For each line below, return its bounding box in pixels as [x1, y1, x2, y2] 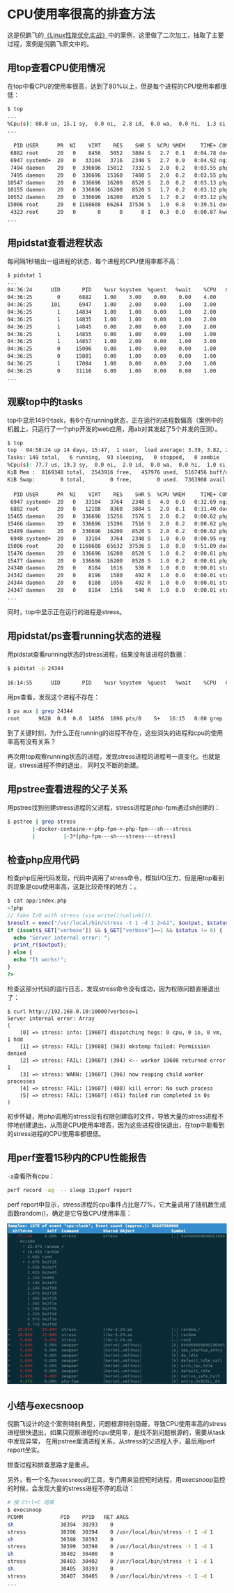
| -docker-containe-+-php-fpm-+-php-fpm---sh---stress [32, 825, 192, 832]
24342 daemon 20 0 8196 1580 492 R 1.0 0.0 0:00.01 [7, 572, 217, 579]
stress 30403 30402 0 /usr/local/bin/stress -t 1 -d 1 [7, 1558, 214, 1565]
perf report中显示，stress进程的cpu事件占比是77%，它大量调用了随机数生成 [7, 1200, 226, 1209]
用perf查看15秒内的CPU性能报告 [7, 1152, 147, 1164]
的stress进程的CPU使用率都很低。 [7, 1129, 105, 1137]
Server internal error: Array [7, 1014, 95, 1022]
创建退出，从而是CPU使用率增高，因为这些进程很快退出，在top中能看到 [19, 1121, 225, 1129]
